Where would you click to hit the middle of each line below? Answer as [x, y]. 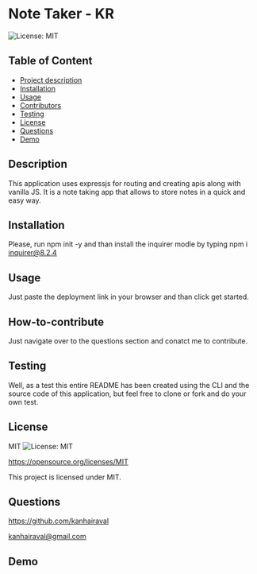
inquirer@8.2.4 [33, 253]
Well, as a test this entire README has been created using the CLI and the [129, 385]
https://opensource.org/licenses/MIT [68, 461]
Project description [51, 80]
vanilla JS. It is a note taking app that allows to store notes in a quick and [127, 192]
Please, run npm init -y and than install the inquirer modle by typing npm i [128, 244]
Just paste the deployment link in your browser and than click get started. [129, 297]
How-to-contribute [56, 322]
